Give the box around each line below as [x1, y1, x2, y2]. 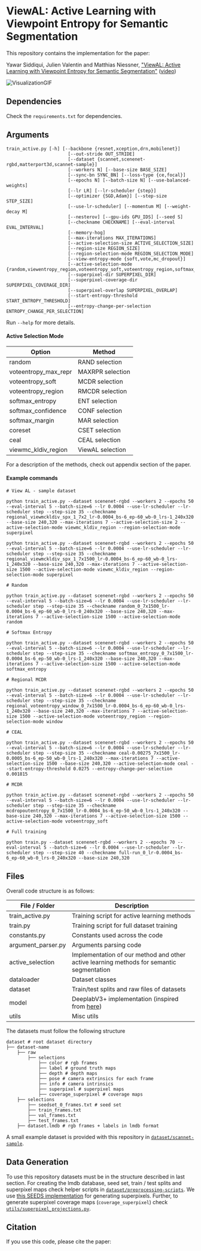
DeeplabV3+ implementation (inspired [71, 994, 179, 1003]
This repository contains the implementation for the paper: [6, 49, 150, 56]
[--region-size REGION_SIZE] [68, 245, 141, 251]
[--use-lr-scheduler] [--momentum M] [68, 203, 162, 209]
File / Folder [20, 901, 55, 909]
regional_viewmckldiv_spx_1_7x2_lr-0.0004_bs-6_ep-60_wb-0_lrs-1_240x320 [6, 514, 194, 520]
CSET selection [77, 426, 121, 434]
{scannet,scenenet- [97, 156, 146, 162]
